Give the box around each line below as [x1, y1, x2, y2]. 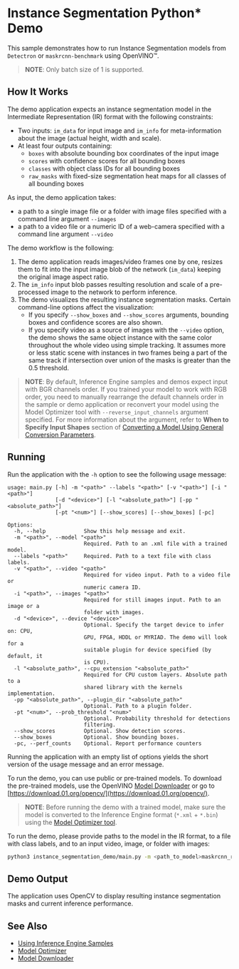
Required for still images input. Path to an [83, 596, 221, 604]
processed [17, 288, 50, 296]
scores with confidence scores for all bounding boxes [28, 156, 186, 165]
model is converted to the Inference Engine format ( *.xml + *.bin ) [24, 810, 218, 818]
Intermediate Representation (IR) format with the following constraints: [7, 112, 213, 121]
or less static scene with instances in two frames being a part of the [28, 348, 228, 357]
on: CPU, [7, 627, 33, 634]
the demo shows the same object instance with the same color [28, 333, 212, 342]
